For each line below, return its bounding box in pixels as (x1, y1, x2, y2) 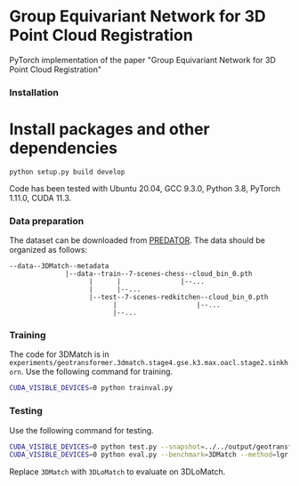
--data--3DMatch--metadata (9, 262, 109, 271)
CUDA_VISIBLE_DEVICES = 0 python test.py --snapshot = (9, 442, 205, 451)
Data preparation (9, 215, 85, 227)
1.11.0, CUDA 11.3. (9, 192, 72, 203)
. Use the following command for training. (20, 367, 174, 377)
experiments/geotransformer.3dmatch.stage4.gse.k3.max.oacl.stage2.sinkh (9, 359, 289, 368)
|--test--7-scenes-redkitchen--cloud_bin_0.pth (88, 293, 269, 302)
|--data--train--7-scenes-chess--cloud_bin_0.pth (65, 270, 253, 279)
